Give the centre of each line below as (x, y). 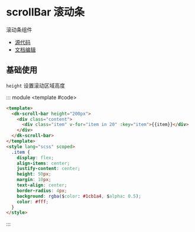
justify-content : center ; (49, 169)
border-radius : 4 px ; (42, 191)
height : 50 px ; (34, 174)
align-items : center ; (43, 163)
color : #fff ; (33, 202)
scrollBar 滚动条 (45, 12)
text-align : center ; (42, 185)
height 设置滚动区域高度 (35, 85)
